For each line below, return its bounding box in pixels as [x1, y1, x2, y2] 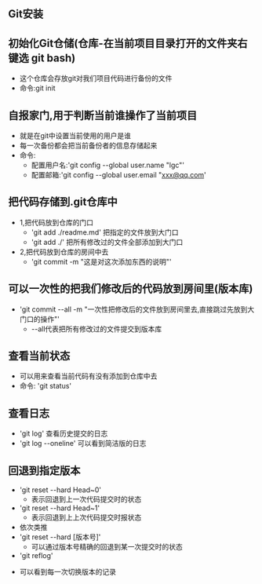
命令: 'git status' [19, 381, 72, 391]
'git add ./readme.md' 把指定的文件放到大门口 [31, 227, 179, 237]
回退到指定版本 [8, 464, 81, 477]
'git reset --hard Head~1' [19, 503, 100, 513]
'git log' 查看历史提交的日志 [19, 429, 108, 438]
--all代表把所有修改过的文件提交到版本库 [31, 324, 162, 334]
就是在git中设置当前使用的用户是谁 [19, 131, 132, 141]
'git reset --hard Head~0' [19, 485, 102, 495]
